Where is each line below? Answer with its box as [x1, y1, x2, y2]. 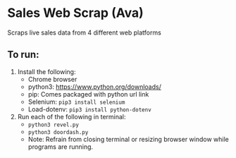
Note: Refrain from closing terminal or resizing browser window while [27, 135, 229, 143]
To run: [7, 49, 39, 61]
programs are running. [27, 142, 94, 151]
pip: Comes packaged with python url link [27, 90, 149, 98]
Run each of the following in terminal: [17, 112, 126, 121]
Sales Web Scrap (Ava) [7, 5, 144, 21]
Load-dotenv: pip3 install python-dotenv [27, 104, 151, 114]
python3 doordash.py [27, 128, 89, 135]
